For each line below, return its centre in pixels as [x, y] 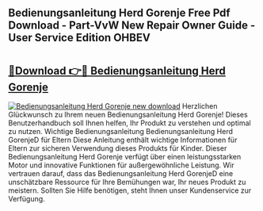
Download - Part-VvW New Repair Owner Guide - [132, 26]
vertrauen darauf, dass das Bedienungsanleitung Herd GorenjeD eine [121, 173]
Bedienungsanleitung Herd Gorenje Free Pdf [120, 13]
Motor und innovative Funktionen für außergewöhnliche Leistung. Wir [121, 165]
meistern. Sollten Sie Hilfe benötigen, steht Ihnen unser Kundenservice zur [130, 190]
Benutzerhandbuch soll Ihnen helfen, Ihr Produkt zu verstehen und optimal [130, 123]
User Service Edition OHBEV [79, 38]
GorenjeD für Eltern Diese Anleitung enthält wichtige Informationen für [123, 140]
